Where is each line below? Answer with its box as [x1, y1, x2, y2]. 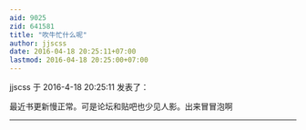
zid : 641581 [9, 22, 55, 31]
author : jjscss [9, 38, 67, 48]
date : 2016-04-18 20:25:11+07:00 [9, 47, 137, 56]
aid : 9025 [9, 13, 47, 23]
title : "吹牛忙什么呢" [9, 30, 87, 39]
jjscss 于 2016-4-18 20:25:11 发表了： [9, 82, 149, 92]
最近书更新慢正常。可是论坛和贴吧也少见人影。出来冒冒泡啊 [9, 101, 233, 112]
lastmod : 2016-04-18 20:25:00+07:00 [9, 55, 148, 65]
